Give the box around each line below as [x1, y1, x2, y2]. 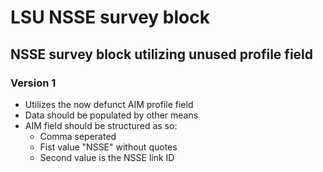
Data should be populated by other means [24, 109, 199, 121]
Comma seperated [39, 130, 117, 142]
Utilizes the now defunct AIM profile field [24, 98, 194, 110]
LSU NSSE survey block [10, 6, 210, 29]
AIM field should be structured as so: [24, 119, 178, 131]
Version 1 [10, 76, 57, 90]
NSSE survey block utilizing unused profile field [10, 46, 314, 63]
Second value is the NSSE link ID [39, 151, 175, 163]
